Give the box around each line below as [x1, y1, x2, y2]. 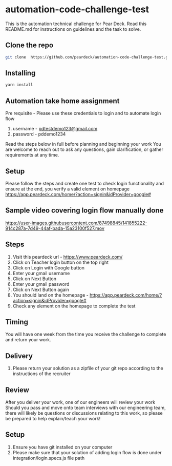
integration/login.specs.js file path [12, 455, 85, 461]
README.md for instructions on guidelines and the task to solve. [5, 26, 141, 32]
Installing [5, 69, 36, 77]
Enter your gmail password [12, 281, 70, 287]
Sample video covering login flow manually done [5, 206, 164, 215]
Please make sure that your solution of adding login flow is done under [12, 449, 162, 455]
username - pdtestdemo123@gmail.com [12, 126, 98, 132]
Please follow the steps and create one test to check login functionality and [5, 180, 164, 186]
